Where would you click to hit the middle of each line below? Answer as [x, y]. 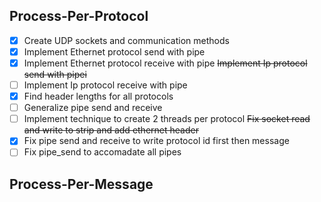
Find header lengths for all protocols [98, 96]
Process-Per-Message [81, 184]
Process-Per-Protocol [79, 16]
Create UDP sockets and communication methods [126, 40]
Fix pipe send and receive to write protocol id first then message [156, 141]
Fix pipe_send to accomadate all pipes [102, 152]
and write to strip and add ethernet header [111, 130]
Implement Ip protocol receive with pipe [105, 85]
